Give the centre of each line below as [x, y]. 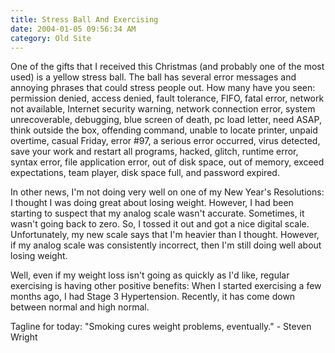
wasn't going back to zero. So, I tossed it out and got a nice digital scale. [160, 224]
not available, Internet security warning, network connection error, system [163, 109]
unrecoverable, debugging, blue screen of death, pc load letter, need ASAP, [166, 120]
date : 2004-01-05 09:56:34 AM [73, 29]
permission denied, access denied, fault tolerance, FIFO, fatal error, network [167, 98]
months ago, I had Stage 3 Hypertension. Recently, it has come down [153, 297]
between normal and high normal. [80, 307]
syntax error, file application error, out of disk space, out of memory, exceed [167, 162]
